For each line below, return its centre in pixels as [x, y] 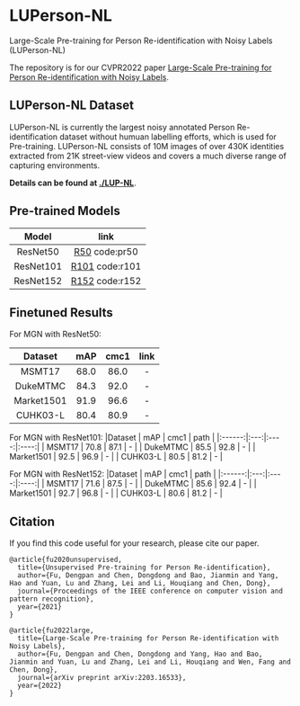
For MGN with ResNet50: [55, 335]
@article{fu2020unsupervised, [66, 560]
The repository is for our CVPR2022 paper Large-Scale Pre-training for [141, 67]
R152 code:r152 [106, 281]
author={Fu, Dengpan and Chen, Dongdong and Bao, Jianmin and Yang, [148, 576]
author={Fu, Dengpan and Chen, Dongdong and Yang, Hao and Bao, [140, 654]
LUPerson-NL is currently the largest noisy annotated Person [122, 127]
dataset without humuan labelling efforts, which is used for [168, 137]
